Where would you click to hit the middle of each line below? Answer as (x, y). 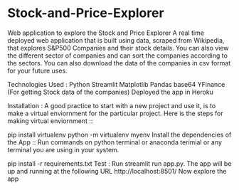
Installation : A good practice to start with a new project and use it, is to (112, 105)
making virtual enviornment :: (50, 121)
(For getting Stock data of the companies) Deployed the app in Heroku (110, 92)
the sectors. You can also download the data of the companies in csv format (119, 63)
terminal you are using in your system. (63, 149)
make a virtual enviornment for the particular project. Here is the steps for (115, 113)
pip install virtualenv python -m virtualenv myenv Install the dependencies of (119, 134)
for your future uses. (37, 70)
